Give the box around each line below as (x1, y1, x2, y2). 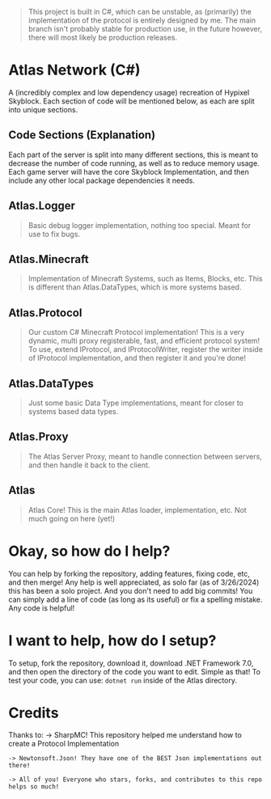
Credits (8, 704, 59, 722)
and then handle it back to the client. (28, 460, 150, 470)
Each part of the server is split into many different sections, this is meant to (8, 150, 259, 159)
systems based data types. (28, 407, 119, 416)
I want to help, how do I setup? (8, 631, 217, 649)
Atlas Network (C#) (8, 61, 141, 79)
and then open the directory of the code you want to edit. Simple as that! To (8, 666, 261, 676)
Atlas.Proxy (8, 430, 69, 444)
